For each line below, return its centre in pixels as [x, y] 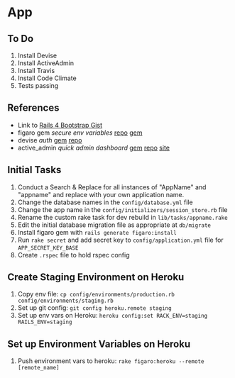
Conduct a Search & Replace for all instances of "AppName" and [112, 187]
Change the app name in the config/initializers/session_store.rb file [122, 209]
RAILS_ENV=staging [45, 322]
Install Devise [37, 55]
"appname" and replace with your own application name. [101, 194]
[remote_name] [38, 368]
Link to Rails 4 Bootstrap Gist [60, 125]
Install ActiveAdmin [46, 63]
